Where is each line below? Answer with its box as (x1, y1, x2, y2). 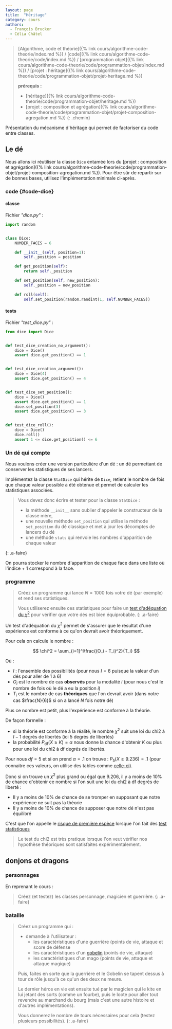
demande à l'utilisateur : (25, 933, 77, 940)
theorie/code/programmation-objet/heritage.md (25, 98, 127, 104)
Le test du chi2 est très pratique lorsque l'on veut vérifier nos (17, 836, 147, 842)
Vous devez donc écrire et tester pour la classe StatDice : (17, 497, 140, 503)
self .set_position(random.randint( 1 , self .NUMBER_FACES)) (24, 297, 150, 302)
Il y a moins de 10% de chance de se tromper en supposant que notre (12, 794, 160, 800)
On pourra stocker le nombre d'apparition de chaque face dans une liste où (5, 560, 165, 566)
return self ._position (24, 268, 72, 274)
